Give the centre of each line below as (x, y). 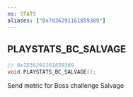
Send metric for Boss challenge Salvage (66, 86)
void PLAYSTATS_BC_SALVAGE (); (52, 72)
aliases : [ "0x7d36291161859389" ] (57, 21)
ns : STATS (22, 14)
